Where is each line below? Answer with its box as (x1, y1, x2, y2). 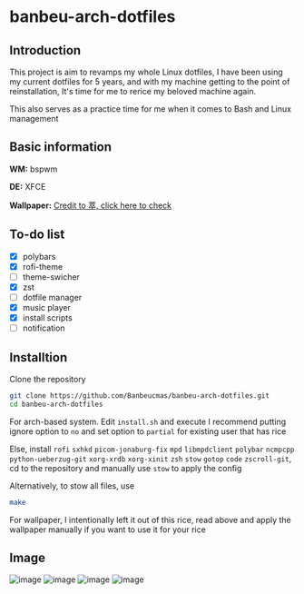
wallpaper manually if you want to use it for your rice (9, 524, 206, 535)
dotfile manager (22, 292, 83, 302)
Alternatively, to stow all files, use (9, 480, 134, 491)
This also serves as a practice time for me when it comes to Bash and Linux (9, 104, 292, 114)
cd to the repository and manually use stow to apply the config (9, 462, 242, 473)
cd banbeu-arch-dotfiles (9, 400, 103, 409)
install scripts (22, 312, 73, 323)
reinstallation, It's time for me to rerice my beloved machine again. (9, 86, 257, 96)
